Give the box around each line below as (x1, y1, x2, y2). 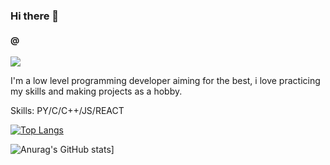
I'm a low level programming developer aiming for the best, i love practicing (10, 75, 321, 87)
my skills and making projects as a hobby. (10, 85, 183, 98)
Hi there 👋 (10, 9, 60, 23)
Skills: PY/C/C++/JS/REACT (10, 105, 125, 117)
